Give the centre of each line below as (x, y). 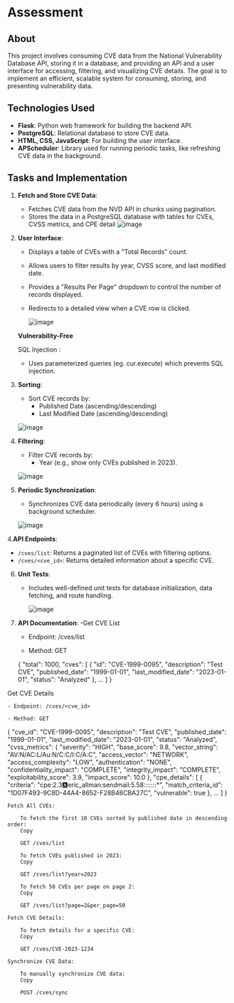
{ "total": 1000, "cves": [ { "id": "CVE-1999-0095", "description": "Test (120, 664)
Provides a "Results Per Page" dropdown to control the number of (125, 287)
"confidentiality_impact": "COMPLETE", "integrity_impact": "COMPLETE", (114, 770)
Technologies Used (51, 108)
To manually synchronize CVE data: (73, 974)
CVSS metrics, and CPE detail (72, 224)
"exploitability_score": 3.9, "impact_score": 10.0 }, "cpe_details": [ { (105, 777)
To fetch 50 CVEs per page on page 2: (78, 886)
